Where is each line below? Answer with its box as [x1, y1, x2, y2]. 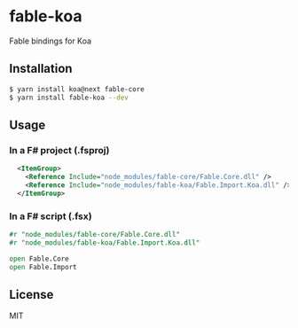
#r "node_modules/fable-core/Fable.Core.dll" [9, 230, 180, 238]
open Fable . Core [9, 254, 69, 263]
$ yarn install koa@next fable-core [9, 84, 145, 94]
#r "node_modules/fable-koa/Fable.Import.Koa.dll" [9, 238, 200, 247]
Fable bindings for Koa [9, 35, 91, 46]
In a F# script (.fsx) [9, 210, 92, 223]
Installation [9, 61, 73, 76]
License [9, 286, 54, 302]
